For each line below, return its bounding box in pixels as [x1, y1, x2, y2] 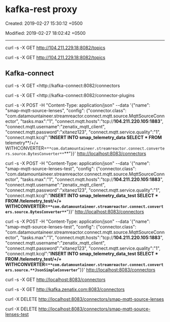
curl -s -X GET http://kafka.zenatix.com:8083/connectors [5, 286, 125, 292]
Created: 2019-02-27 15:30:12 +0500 [5, 20, 83, 26]
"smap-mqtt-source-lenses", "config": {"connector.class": [5, 107, 126, 113]
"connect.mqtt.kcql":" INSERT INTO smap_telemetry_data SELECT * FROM [5, 134, 162, 140]
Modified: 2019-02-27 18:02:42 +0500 [5, 30, 86, 36]
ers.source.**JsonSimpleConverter [5, 267, 78, 272]
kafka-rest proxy [5, 4, 77, 15]
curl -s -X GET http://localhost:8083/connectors [5, 277, 106, 283]
